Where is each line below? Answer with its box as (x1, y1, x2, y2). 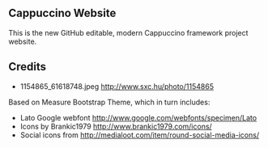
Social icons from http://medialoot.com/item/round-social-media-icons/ (19, 129, 260, 140)
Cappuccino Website (8, 6, 117, 20)
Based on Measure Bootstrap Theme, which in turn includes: (8, 97, 211, 107)
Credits (8, 60, 47, 74)
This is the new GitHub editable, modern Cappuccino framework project (8, 27, 249, 37)
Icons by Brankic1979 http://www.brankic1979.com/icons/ (19, 121, 212, 131)
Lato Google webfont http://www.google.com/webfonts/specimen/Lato (19, 112, 257, 122)
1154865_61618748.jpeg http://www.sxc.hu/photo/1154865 (19, 81, 215, 91)
